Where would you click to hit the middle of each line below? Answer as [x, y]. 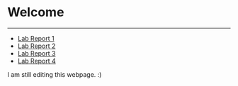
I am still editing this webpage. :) [55, 74]
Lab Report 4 [37, 61]
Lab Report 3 [36, 53]
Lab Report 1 [36, 38]
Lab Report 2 [36, 46]
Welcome [36, 12]
